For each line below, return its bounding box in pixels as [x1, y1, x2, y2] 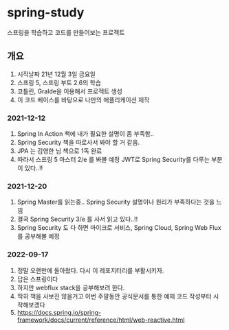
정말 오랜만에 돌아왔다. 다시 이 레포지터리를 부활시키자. [17, 266, 164, 274]
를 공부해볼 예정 [17, 232, 60, 241]
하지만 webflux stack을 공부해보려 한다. [17, 283, 125, 292]
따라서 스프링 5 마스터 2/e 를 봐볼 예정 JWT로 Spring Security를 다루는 [17, 156, 210, 164]
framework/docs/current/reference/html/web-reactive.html [17, 316, 185, 324]
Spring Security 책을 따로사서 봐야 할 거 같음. [17, 139, 140, 147]
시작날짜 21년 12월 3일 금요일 [17, 70, 96, 78]
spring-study [7, 5, 85, 21]
